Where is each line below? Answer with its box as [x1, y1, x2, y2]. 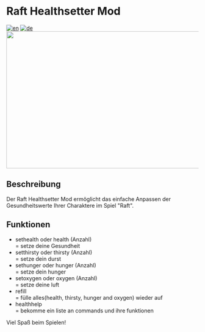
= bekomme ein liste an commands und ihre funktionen [15, 306, 154, 314]
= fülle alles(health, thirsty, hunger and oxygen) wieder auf [15, 294, 163, 301]
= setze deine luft [15, 281, 60, 288]
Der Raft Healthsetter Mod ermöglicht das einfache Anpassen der [6, 195, 171, 202]
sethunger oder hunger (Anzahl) [15, 261, 96, 269]
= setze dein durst [15, 255, 62, 263]
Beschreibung [6, 179, 61, 189]
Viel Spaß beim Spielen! [6, 319, 66, 326]
